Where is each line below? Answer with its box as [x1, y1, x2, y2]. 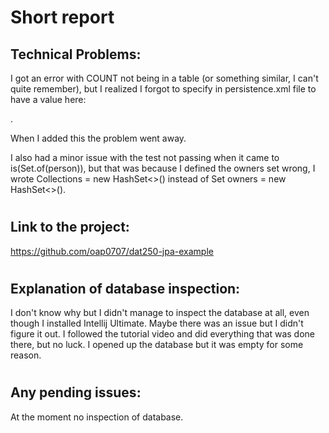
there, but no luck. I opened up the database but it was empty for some [10, 339, 304, 351]
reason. [10, 349, 42, 361]
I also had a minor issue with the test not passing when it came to [10, 152, 280, 163]
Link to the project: [10, 219, 130, 236]
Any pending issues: [10, 384, 142, 401]
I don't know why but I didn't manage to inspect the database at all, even [10, 307, 310, 319]
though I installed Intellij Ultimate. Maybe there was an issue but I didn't [10, 317, 304, 330]
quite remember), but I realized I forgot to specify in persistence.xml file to [10, 83, 317, 95]
